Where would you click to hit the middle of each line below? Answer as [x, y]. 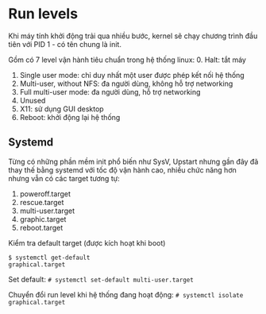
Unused [33, 100]
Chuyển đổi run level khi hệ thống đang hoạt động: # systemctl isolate [126, 294]
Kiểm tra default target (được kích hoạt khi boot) [87, 242]
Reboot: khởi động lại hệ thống [70, 117]
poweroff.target [45, 194]
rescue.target [42, 202]
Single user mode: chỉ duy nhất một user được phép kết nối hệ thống [132, 75]
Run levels [43, 14]
